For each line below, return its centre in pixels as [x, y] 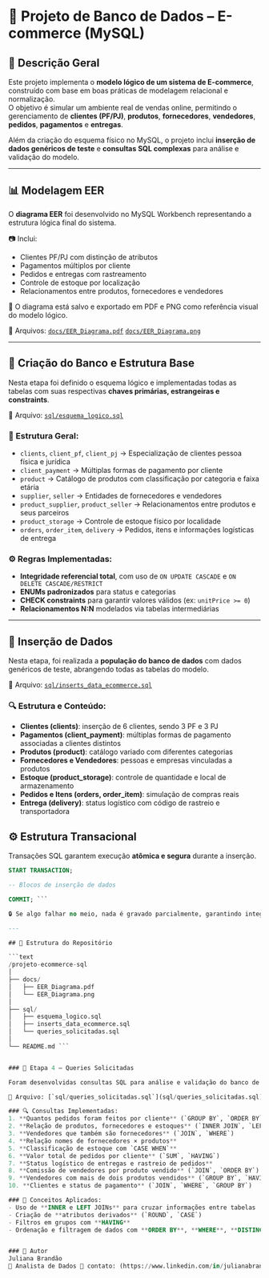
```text [21, 957]
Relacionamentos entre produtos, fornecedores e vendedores [122, 290]
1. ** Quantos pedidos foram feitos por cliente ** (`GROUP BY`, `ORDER [128, 1119]
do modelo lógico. [38, 314]
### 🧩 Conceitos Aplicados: [55, 1200]
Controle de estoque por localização [80, 282]
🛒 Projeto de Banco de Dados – [111, 16]
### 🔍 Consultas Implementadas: [63, 1112]
